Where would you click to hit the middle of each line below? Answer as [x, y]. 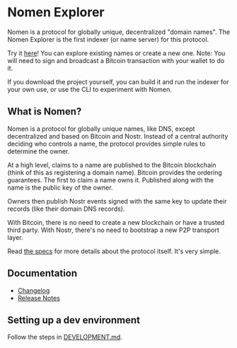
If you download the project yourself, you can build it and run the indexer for [118, 81]
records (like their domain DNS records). [66, 209]
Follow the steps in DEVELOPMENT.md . [65, 337]
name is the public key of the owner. [60, 187]
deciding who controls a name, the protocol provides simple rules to [106, 144]
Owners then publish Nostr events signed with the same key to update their [117, 201]
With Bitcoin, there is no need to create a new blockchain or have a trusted [116, 222]
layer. [15, 237]
